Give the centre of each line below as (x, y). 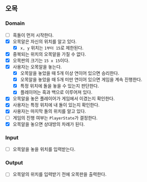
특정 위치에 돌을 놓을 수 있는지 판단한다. (60, 86)
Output (14, 162)
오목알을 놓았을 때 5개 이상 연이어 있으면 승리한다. (70, 73)
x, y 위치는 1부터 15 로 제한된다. (52, 48)
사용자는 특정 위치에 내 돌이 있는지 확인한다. (56, 105)
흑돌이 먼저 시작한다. (33, 35)
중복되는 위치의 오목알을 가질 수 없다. (49, 54)
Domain (15, 23)
